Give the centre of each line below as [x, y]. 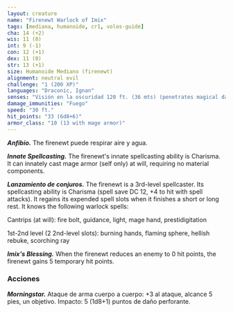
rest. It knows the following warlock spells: [68, 206]
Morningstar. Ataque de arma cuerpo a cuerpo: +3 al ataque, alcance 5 [110, 294]
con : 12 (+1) [26, 53]
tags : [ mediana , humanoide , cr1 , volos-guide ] [76, 26]
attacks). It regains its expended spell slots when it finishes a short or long [113, 199]
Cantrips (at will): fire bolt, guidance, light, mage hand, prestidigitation [107, 219]
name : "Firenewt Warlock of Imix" [57, 20]
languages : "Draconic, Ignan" [51, 91]
